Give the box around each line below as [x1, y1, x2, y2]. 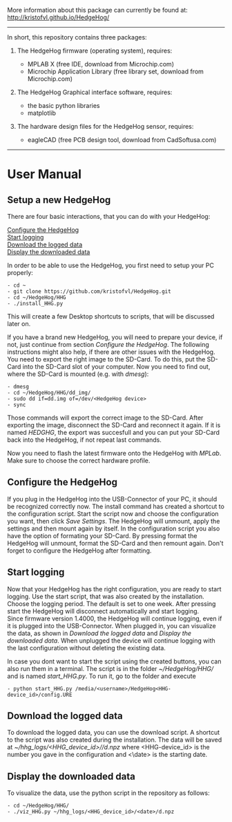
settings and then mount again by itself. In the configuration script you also [7, 524, 220, 533]
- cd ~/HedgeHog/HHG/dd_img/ [7, 389, 91, 396]
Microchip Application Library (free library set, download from [27, 67, 204, 75]
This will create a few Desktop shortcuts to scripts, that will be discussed [7, 312, 215, 321]
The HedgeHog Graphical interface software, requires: [17, 88, 173, 96]
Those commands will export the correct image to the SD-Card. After [7, 413, 204, 422]
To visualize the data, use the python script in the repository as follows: [7, 789, 210, 797]
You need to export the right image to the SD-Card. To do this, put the [7, 355, 206, 363]
